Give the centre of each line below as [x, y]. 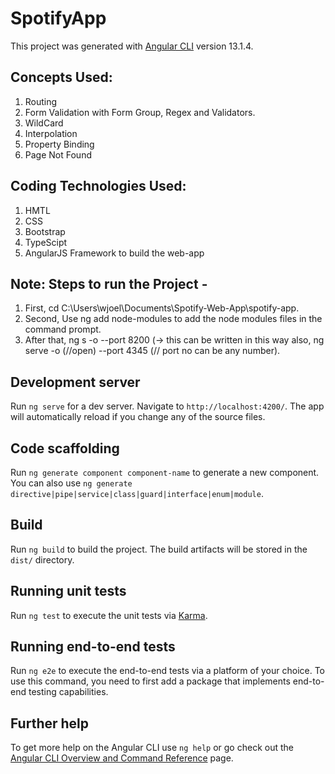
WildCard [44, 123]
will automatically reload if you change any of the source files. [138, 417]
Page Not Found [58, 154]
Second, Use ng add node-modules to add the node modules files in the [173, 319]
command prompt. [63, 329]
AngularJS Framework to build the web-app [114, 253]
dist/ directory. [42, 559]
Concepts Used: [61, 77]
